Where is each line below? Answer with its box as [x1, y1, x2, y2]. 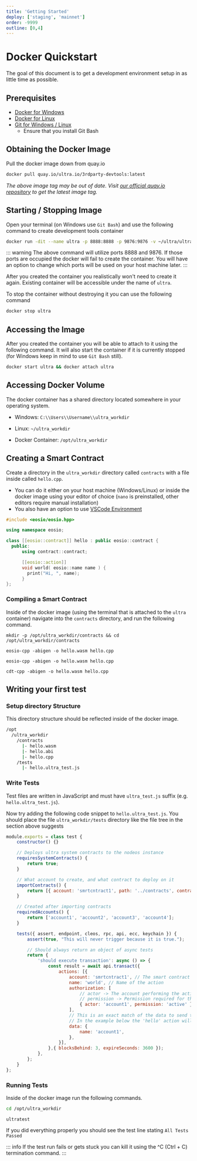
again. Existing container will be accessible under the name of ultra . [6, 279, 172, 286]
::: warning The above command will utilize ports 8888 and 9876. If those [6, 249, 183, 256]
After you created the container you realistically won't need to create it [6, 273, 177, 280]
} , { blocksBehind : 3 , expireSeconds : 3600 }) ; [47, 1045, 164, 1051]
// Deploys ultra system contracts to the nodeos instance [16, 850, 164, 856]
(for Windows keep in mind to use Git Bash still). [6, 353, 123, 360]
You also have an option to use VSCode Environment [14, 505, 142, 512]
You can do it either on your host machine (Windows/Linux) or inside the [14, 486, 189, 494]
